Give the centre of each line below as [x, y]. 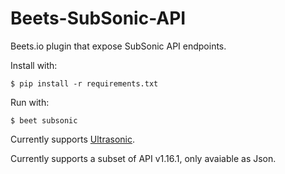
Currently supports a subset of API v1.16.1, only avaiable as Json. [143, 158]
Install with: [34, 65]
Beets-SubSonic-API [98, 18]
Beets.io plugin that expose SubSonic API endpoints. [118, 46]
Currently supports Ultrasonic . [72, 139]
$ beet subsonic [44, 120]
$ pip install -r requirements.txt [84, 83]
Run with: [30, 102]
